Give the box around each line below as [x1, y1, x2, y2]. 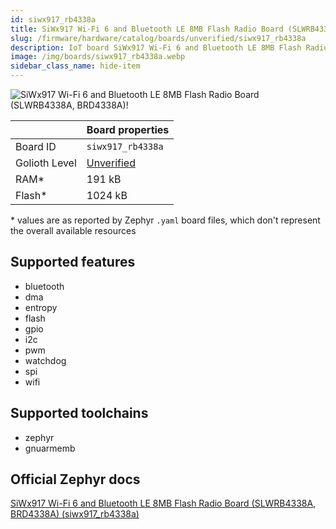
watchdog [24, 354, 67, 366]
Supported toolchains [10, 405, 149, 422]
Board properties [86, 123, 170, 136]
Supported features [10, 254, 136, 271]
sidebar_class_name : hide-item [10, 61, 141, 71]
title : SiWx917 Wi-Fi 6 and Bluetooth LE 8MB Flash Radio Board [10, 24, 284, 34]
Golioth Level [15, 156, 77, 170]
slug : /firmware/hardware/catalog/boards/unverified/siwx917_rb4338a [10, 33, 307, 43]
